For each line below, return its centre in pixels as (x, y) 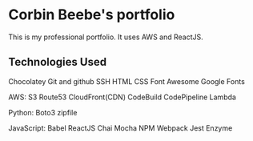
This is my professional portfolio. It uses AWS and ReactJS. (106, 37)
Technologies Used (57, 62)
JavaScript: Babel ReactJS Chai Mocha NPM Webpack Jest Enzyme (120, 128)
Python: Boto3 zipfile (43, 112)
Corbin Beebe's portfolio (92, 15)
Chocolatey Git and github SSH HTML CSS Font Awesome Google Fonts (127, 81)
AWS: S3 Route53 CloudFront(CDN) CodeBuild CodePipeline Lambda (122, 97)
